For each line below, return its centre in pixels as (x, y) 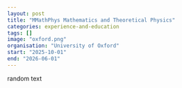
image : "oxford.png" (37, 39)
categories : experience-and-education (63, 26)
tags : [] (20, 33)
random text (25, 78)
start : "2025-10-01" (37, 53)
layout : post (26, 14)
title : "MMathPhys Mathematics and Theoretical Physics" (91, 20)
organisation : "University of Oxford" (63, 46)
